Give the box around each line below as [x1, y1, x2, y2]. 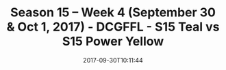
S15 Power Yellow [62, 34, 164, 49]
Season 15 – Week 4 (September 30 [10, 5, 216, 20]
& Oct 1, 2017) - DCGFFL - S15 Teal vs [6, 19, 220, 35]
